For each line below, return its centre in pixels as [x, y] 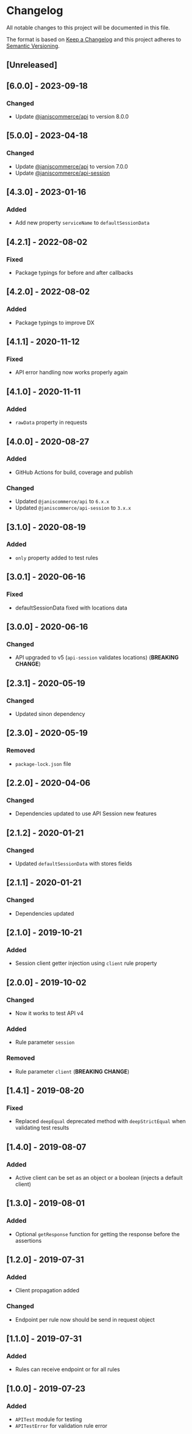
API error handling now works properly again [71, 373]
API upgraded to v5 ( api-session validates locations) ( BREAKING [97, 658]
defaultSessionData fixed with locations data [71, 608]
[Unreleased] [32, 65]
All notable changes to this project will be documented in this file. [88, 27]
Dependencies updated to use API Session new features [86, 813]
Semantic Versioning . [33, 46]
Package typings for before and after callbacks [74, 273]
